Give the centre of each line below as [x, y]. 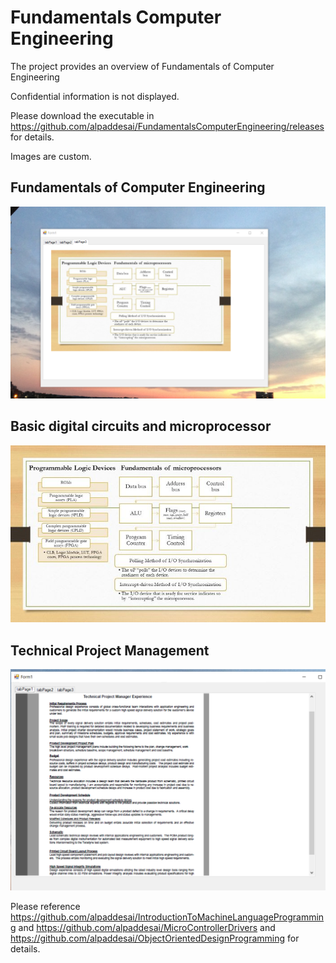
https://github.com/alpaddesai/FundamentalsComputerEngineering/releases [167, 126]
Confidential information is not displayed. [95, 96]
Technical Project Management [110, 650]
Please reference [45, 907]
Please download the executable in [82, 115]
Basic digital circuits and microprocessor [141, 426]
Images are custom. [51, 156]
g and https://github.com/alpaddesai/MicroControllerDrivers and [143, 928]
